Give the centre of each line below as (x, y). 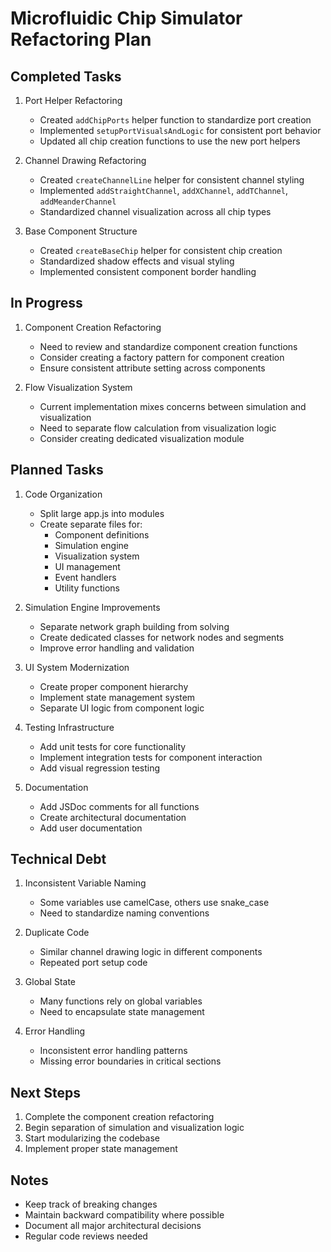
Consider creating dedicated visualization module (142, 438)
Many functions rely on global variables (121, 1001)
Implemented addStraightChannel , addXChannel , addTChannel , (163, 190)
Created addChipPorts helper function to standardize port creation (175, 120)
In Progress (46, 303)
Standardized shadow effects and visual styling (137, 261)
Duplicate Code (57, 933)
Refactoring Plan (81, 39)
